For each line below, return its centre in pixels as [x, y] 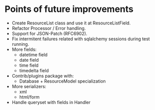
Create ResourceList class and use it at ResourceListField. [71, 23]
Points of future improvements [69, 9]
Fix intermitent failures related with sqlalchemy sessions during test [81, 39]
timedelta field [34, 70]
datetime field [33, 55]
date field [29, 60]
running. [20, 44]
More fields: [24, 49]
